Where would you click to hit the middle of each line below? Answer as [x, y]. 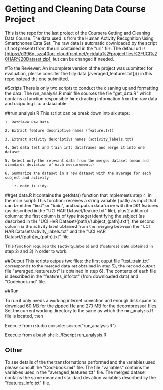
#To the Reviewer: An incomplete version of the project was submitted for [79, 68]
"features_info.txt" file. [28, 383]
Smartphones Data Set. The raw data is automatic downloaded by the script [81, 43]
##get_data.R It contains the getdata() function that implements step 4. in [78, 195]
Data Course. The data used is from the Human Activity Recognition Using [80, 38]
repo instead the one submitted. [37, 79]
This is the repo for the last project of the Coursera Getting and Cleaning [78, 33]
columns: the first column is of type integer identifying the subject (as [75, 216]
